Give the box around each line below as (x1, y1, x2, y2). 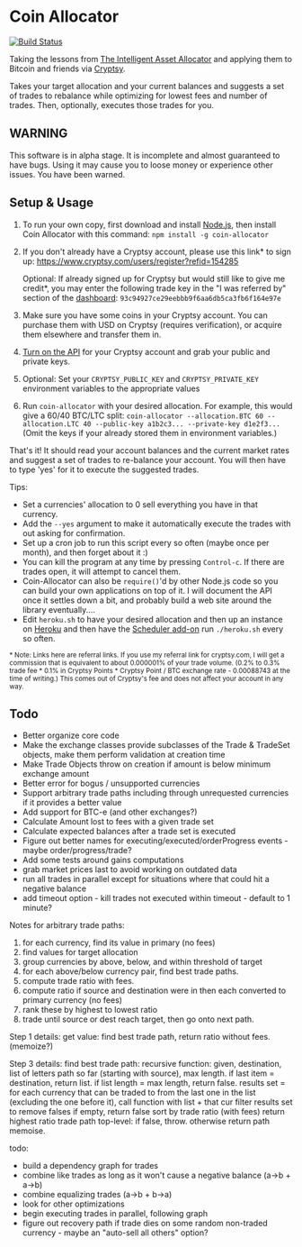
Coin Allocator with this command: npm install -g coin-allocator (22, 228, 270, 240)
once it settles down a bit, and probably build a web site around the (22, 595, 272, 605)
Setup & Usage (9, 196, 94, 211)
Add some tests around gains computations (22, 854, 184, 866)
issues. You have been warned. (9, 168, 126, 179)
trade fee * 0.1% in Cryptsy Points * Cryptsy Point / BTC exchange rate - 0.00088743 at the (9, 666, 290, 675)
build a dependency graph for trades (22, 1161, 159, 1171)
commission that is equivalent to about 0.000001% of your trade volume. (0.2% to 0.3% (9, 658, 280, 668)
